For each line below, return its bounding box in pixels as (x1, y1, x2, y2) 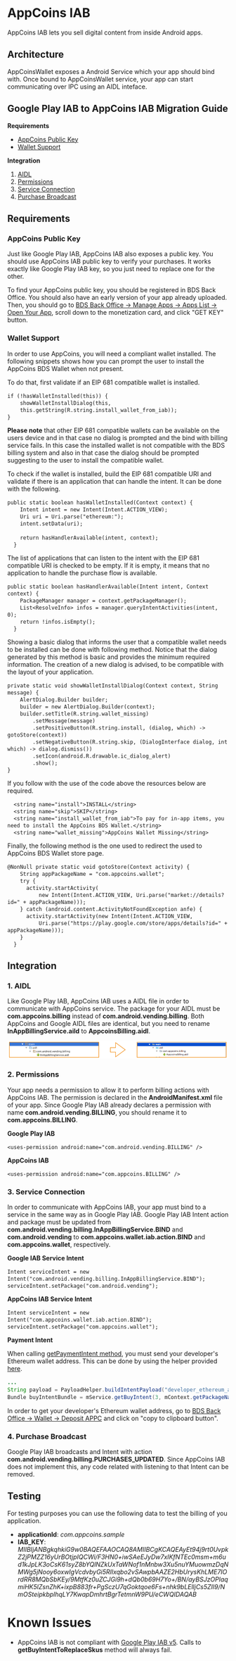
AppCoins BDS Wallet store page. (7, 848, 104, 857)
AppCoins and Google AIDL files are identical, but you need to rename (7, 1020, 211, 1028)
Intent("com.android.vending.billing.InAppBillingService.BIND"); (7, 1275, 206, 1282)
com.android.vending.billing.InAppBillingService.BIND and (7, 1225, 183, 1234)
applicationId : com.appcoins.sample (17, 1530, 125, 1538)
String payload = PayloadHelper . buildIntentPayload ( (7, 1386, 165, 1393)
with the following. (7, 484, 61, 493)
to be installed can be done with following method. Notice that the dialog (7, 645, 218, 653)
